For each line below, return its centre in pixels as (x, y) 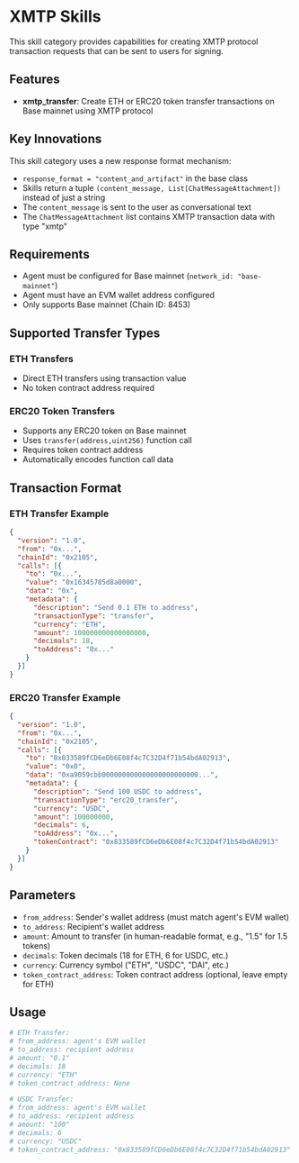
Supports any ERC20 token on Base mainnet (104, 431)
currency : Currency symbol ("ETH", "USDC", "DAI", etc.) (125, 965)
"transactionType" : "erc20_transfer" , (106, 800)
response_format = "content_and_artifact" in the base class (135, 178)
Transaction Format (66, 488)
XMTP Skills (55, 17)
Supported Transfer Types (85, 333)
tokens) (36, 945)
